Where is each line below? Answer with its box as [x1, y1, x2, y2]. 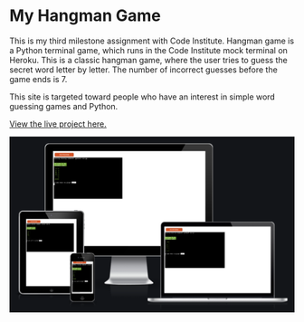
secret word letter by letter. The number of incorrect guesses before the [9, 64, 278, 75]
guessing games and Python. [9, 100, 119, 111]
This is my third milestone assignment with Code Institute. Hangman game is [9, 35, 295, 46]
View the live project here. [9, 118, 107, 129]
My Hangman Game [9, 5, 161, 26]
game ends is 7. [9, 73, 68, 84]
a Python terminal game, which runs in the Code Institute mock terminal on [9, 44, 288, 55]
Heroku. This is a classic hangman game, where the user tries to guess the [9, 54, 288, 65]
